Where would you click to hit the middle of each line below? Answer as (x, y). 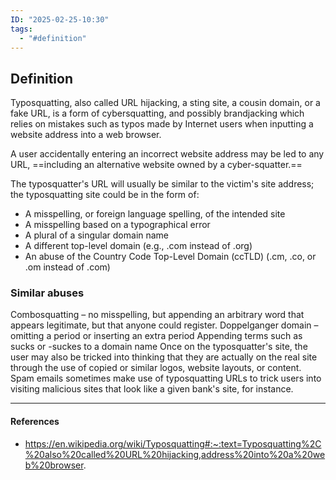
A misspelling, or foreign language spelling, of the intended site (155, 214)
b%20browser (54, 465)
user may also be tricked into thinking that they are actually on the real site (164, 357)
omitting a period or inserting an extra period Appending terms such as (156, 336)
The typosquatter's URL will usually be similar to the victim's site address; (162, 184)
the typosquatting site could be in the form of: (105, 195)
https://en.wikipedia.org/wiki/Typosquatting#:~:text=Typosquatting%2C (173, 443)
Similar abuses (47, 293)
